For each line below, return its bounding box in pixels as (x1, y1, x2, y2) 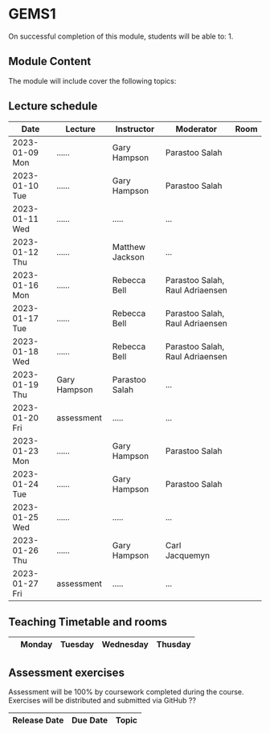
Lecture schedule (8, 100, 98, 113)
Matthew (112, 241, 146, 252)
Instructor (115, 123, 155, 134)
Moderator (175, 123, 218, 134)
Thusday (156, 639, 191, 650)
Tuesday (59, 639, 95, 650)
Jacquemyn (165, 550, 211, 561)
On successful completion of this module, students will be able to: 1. (8, 31, 234, 41)
